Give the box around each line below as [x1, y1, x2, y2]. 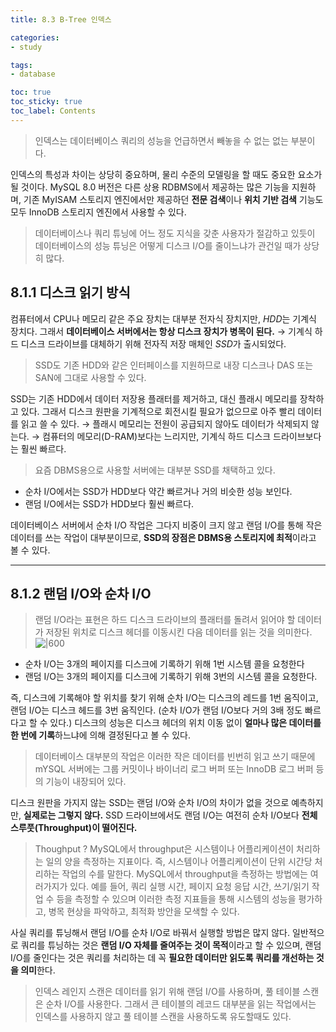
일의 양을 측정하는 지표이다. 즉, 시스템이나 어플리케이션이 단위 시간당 [45, 856, 313, 868]
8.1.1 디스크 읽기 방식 [10, 284, 131, 301]
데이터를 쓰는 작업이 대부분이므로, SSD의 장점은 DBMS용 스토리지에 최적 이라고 [10, 531, 317, 543]
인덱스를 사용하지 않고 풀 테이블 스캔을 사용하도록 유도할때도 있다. [34, 1011, 292, 1023]
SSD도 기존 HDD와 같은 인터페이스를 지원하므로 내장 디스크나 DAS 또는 [34, 359, 314, 371]
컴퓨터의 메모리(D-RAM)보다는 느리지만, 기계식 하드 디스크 [42, 430, 272, 442]
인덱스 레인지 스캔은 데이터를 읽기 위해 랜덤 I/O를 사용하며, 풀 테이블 [34, 986, 301, 998]
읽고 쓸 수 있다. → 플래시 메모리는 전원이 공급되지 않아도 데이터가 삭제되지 [20, 417, 309, 430]
